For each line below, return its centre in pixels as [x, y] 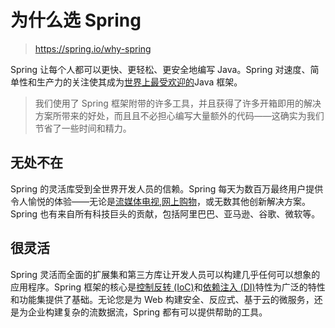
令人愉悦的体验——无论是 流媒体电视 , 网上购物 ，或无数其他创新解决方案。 [161, 201]
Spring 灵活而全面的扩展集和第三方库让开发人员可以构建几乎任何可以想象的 [165, 274]
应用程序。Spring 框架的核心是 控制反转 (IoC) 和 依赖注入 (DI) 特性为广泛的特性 [168, 287]
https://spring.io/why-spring [93, 48]
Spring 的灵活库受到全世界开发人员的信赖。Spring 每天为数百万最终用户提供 [167, 188]
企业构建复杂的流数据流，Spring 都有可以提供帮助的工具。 [147, 312]
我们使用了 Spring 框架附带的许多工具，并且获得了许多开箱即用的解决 [178, 103]
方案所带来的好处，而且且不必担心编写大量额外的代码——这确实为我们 [179, 115]
